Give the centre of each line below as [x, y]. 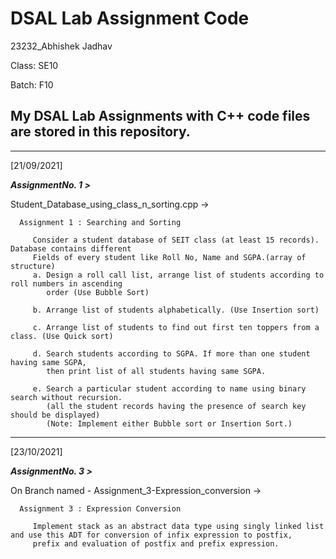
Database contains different [71, 248]
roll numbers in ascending [66, 283]
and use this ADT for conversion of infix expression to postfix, [151, 535]
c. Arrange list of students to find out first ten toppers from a [176, 327]
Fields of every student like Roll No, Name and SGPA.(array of [169, 257]
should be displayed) [55, 415]
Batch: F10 [32, 84]
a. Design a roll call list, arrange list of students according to [178, 275]
